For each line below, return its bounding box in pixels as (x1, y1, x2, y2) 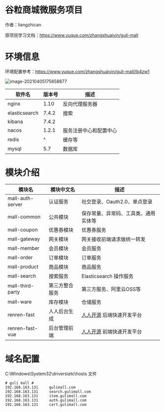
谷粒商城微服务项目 (5, 4, 83, 16)
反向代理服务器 (63, 101, 98, 107)
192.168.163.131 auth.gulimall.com (5, 398, 87, 403)
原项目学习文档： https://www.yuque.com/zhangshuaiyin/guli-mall (5, 32, 138, 38)
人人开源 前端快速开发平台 (82, 328, 142, 335)
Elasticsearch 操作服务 (82, 273, 134, 279)
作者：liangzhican (5, 22, 42, 28)
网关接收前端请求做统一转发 (82, 236, 146, 242)
